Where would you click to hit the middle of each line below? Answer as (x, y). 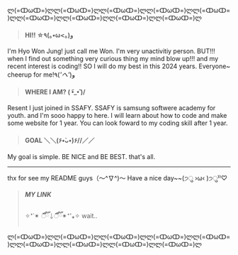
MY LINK (38, 195)
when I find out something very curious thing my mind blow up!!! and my (113, 59)
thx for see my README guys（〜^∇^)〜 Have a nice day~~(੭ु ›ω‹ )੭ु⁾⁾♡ (118, 178)
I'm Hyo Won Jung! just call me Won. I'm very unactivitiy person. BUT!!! (112, 51)
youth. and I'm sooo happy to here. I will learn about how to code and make (117, 116)
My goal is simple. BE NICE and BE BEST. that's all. (81, 156)
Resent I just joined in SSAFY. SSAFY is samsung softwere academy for (112, 108)
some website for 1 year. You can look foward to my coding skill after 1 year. (118, 123)
